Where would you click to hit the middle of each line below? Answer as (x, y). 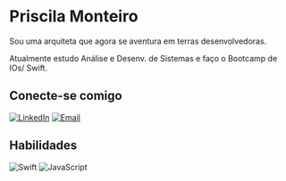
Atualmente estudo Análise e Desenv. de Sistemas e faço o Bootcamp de (143, 58)
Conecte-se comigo (66, 96)
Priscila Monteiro (74, 16)
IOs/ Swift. (28, 68)
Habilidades (43, 146)
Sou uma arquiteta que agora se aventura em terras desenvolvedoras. (138, 41)
